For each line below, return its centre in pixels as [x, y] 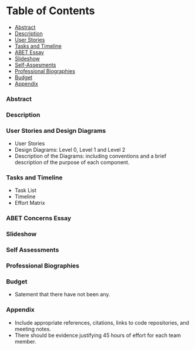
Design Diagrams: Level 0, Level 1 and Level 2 [70, 150]
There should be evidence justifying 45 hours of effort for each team [97, 335]
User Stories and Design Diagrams [56, 130]
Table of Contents [51, 11]
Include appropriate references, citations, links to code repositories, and [102, 322]
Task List [25, 191]
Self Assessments [33, 250]
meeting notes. [33, 329]
